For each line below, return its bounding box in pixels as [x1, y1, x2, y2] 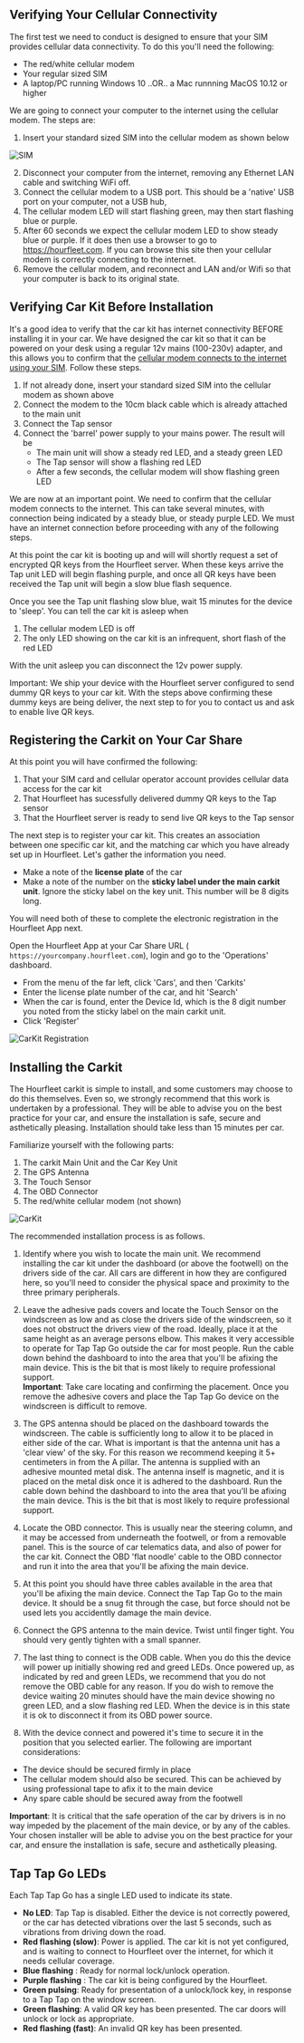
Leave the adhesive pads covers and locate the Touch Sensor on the [22, 1305, 279, 1315]
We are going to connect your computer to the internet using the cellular [9, 104, 279, 116]
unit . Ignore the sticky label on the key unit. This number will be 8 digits [22, 886, 290, 897]
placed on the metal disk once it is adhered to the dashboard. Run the [22, 1476, 282, 1487]
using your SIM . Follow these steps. [9, 361, 142, 372]
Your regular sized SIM [22, 68, 108, 79]
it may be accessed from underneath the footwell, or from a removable [22, 1532, 287, 1543]
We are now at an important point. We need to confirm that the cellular [9, 493, 271, 504]
